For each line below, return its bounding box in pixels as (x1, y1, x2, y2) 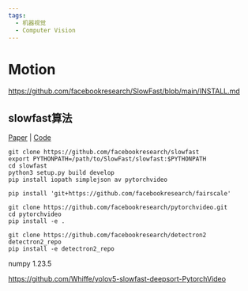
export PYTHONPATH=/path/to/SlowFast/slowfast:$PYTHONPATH (8, 155, 207, 163)
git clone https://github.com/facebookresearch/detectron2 (8, 231, 207, 240)
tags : (8, 11, 26, 20)
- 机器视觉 (15, 19, 47, 27)
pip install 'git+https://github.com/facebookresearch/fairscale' (8, 190, 231, 198)
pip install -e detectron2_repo (8, 245, 115, 253)
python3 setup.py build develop (8, 169, 115, 177)
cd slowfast (8, 162, 47, 170)
